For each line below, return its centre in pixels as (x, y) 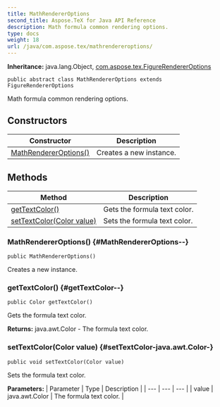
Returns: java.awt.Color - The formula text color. (78, 329)
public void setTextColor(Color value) (66, 362)
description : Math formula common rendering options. (88, 27)
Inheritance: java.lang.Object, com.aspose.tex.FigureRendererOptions (109, 67)
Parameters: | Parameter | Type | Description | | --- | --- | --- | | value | (110, 389)
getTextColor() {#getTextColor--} (66, 287)
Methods (28, 178)
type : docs (23, 33)
